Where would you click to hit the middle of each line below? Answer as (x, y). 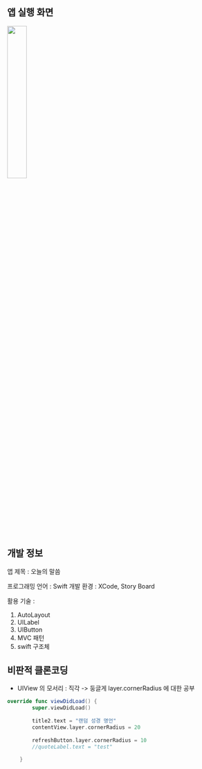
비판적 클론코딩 (38, 671)
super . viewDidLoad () (62, 708)
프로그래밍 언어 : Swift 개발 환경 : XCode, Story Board (81, 586)
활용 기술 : (21, 601)
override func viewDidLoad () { (52, 702)
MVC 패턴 (31, 638)
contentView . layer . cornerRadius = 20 (86, 727)
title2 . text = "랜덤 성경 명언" (74, 721)
